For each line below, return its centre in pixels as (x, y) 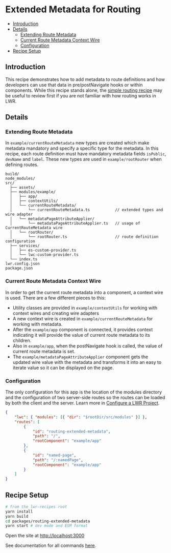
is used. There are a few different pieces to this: (56, 298)
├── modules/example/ (33, 192)
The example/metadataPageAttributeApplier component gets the (80, 357)
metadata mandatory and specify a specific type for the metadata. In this (82, 148)
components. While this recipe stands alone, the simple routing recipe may (84, 90)
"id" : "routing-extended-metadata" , (71, 432)
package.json (19, 268)
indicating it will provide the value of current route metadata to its (81, 335)
